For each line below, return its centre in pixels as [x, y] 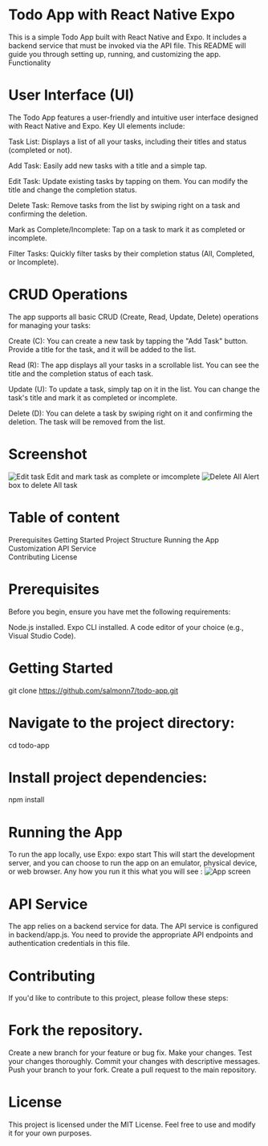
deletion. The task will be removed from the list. [87, 422]
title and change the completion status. [73, 190]
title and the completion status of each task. [81, 373]
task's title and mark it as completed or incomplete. [93, 397]
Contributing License [43, 557]
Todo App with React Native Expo [122, 15]
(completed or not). [40, 149]
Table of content [64, 517]
